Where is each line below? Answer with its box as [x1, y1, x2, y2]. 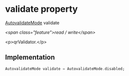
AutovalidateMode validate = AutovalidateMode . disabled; [5, 66, 125, 71]
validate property [5, 3, 78, 15]
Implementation [5, 53, 55, 62]
